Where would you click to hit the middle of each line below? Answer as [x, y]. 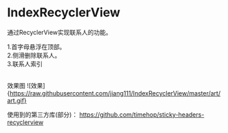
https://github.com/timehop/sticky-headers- [142, 115]
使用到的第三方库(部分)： [43, 115]
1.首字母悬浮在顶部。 [36, 46]
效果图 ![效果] [26, 85]
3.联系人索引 [25, 63]
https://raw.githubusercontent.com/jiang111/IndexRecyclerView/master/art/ [115, 93]
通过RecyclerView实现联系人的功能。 [59, 32]
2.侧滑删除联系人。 [34, 55]
